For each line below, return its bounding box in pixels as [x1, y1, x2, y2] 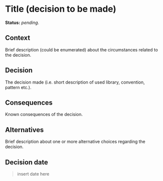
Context [5, 34, 30, 42]
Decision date [5, 158, 48, 166]
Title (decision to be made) [5, 3, 116, 15]
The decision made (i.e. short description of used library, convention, [5, 79, 145, 85]
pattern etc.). [5, 84, 32, 90]
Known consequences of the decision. [5, 112, 83, 117]
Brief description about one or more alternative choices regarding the [5, 138, 146, 145]
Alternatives [5, 126, 44, 134]
